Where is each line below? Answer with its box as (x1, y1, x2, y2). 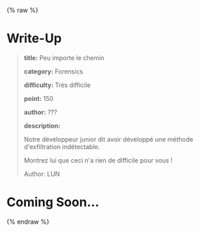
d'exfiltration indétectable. (23, 142, 100, 151)
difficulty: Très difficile (23, 81, 91, 89)
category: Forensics (23, 67, 84, 76)
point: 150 (23, 94, 54, 102)
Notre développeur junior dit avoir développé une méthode (23, 135, 194, 143)
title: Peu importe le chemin (23, 53, 105, 62)
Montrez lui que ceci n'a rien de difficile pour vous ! (23, 156, 173, 164)
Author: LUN (23, 170, 60, 178)
